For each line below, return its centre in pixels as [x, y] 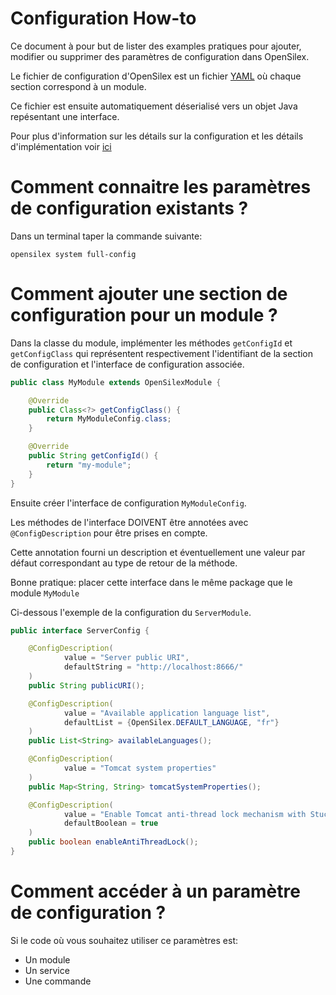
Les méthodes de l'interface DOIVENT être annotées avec [129, 522]
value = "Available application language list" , [167, 713]
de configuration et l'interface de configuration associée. [127, 364]
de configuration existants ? [129, 208]
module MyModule [45, 593]
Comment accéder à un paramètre [155, 891]
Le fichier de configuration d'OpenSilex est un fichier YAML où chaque [156, 76]
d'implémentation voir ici [61, 146]
